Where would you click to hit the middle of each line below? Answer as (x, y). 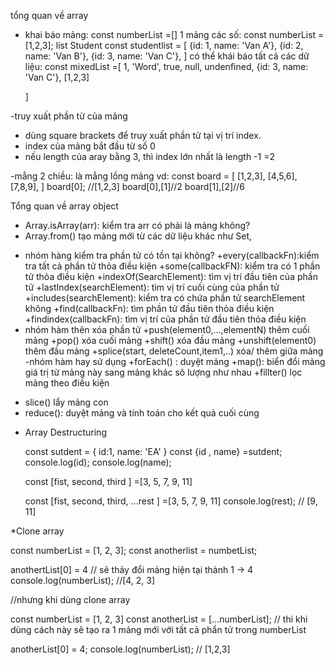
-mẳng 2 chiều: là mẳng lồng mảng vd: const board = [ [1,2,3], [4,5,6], (154, 176)
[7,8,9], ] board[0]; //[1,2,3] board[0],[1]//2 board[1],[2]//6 (127, 186)
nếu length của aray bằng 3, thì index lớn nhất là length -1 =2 (149, 156)
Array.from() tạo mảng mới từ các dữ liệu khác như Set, (138, 236)
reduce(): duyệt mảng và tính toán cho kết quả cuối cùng (142, 413)
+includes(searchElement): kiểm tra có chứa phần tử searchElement (165, 298)
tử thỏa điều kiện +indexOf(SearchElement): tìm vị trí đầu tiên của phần (171, 276)
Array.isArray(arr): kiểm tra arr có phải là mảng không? (137, 225)
